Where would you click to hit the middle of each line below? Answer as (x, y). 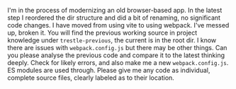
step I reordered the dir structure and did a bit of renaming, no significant (114, 18)
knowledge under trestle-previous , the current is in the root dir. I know (112, 40)
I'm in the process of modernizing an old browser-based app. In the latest (115, 10)
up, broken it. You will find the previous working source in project (102, 32)
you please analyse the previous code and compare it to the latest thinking (116, 55)
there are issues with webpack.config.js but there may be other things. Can (117, 48)
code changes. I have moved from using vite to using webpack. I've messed (118, 25)
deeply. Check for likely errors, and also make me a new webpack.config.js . (118, 63)
